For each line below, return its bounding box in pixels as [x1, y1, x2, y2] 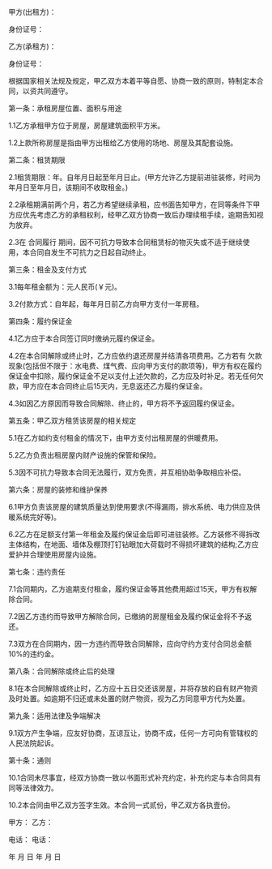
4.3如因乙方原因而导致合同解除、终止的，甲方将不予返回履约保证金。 [8, 398, 239, 408]
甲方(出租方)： [8, 7, 57, 16]
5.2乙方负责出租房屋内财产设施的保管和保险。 [8, 450, 161, 460]
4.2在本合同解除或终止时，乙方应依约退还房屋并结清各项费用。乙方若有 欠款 [8, 351, 263, 360]
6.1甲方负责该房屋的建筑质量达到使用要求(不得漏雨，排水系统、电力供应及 [8, 502, 253, 511]
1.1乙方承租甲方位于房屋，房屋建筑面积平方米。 [8, 121, 165, 130]
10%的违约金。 [8, 649, 59, 659]
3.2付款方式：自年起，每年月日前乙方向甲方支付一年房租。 [8, 299, 204, 308]
